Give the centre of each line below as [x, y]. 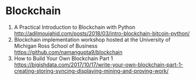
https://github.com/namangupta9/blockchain [68, 52]
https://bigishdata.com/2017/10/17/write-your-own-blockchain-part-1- [98, 64]
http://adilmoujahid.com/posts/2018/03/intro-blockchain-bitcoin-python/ [102, 33]
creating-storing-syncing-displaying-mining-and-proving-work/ [91, 71]
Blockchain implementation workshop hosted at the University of [92, 39]
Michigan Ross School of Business [56, 46]
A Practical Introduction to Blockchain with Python [75, 27]
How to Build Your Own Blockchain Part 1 [63, 58]
